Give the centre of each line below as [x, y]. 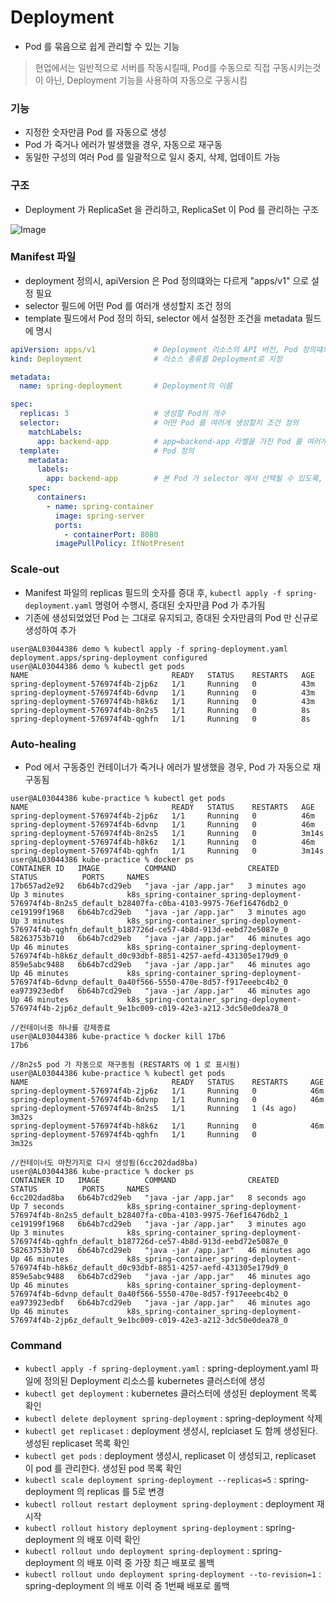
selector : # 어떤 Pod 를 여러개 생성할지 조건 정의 [159, 423]
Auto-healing [43, 744]
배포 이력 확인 [113, 1540]
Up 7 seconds [37, 1206]
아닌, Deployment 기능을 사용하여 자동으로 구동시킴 [146, 80]
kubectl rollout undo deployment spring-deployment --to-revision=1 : [173, 1574]
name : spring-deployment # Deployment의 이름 [126, 386]
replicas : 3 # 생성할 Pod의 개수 [123, 414]
